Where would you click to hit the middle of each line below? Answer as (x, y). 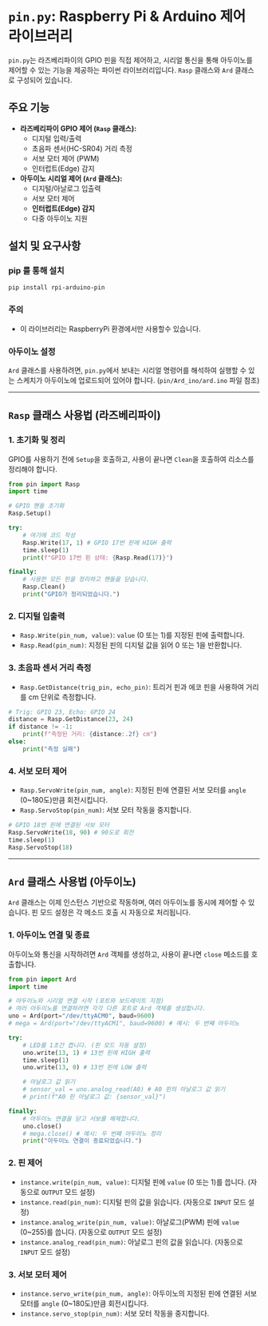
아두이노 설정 (32, 351)
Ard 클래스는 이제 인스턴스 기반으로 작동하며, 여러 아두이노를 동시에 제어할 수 (128, 902)
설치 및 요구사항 (45, 246)
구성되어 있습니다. (44, 80)
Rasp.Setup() (30, 514)
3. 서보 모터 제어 (38, 1274)
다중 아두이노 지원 (59, 218)
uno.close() (42, 1126)
